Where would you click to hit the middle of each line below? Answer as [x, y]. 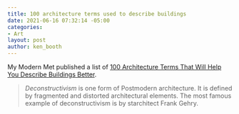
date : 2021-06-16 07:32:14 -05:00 [59, 21]
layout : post [27, 40]
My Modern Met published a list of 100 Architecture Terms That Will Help [115, 67]
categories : [25, 27]
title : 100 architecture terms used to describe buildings [97, 14]
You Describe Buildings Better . [52, 74]
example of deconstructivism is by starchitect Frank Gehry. [111, 103]
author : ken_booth [35, 47]
